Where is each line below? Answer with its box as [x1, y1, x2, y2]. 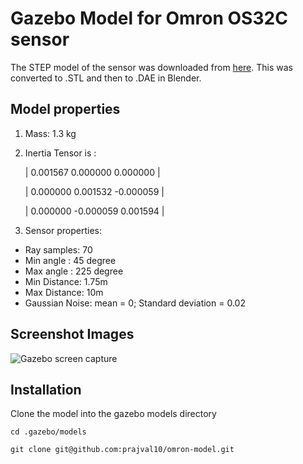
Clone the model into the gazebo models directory [10, 408, 217, 420]
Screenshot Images [10, 326, 135, 343]
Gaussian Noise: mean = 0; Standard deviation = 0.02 [24, 297, 246, 309]
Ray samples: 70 [24, 243, 93, 256]
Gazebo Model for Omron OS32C [10, 7, 288, 30]
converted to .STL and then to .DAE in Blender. [10, 72, 202, 84]
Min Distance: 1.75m [24, 275, 108, 287]
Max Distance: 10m [24, 286, 104, 298]
